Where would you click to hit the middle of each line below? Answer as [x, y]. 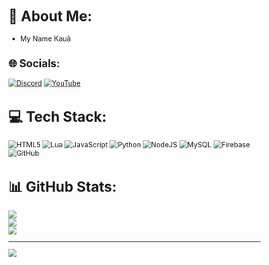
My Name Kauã [45, 38]
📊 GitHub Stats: [63, 187]
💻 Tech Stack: [58, 116]
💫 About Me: [50, 16]
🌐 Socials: [34, 64]
